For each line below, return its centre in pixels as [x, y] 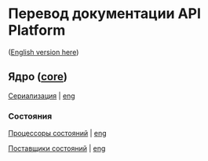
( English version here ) [44, 52]
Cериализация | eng [42, 96]
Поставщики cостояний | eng [57, 148]
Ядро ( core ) [38, 77]
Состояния [30, 116]
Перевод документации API [105, 14]
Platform [37, 30]
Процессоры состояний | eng [58, 134]
